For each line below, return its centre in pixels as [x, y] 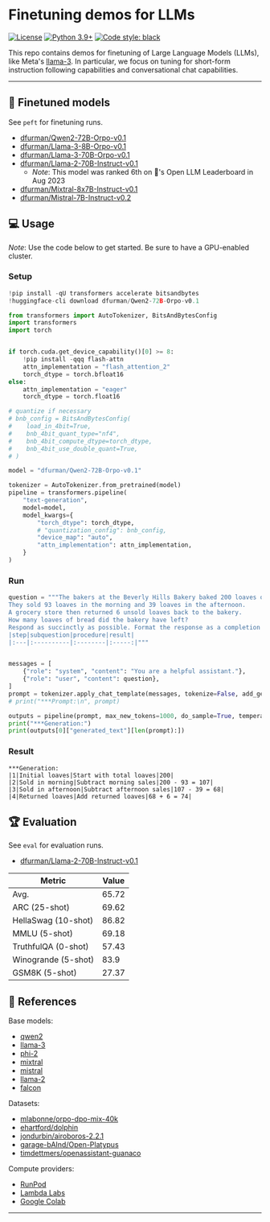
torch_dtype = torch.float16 [72, 397]
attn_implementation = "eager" [75, 389]
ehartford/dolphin [49, 1128]
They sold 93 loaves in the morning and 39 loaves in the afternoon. [127, 605]
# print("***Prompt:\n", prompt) [64, 701]
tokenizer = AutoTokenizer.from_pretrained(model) [95, 485]
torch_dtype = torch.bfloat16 [74, 374]
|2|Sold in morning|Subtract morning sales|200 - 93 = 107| [111, 782]
